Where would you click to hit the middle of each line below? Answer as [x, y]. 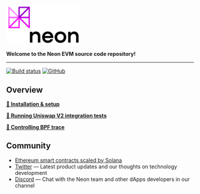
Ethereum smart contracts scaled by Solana [68, 160]
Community [29, 146]
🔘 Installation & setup [33, 104]
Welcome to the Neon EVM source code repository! [71, 54]
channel [25, 185]
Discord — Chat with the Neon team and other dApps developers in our [102, 179]
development [31, 173]
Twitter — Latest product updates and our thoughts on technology [96, 166]
